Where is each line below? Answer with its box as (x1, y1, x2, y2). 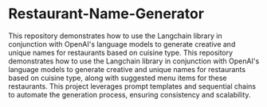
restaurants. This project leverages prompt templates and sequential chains (8, 81, 257, 91)
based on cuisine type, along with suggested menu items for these (8, 73, 227, 82)
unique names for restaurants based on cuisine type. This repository (8, 48, 234, 57)
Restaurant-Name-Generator (8, 5, 205, 23)
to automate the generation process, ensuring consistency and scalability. (8, 90, 251, 99)
